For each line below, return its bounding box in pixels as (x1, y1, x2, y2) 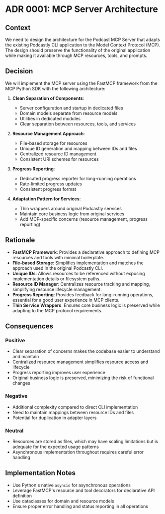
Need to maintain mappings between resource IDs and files (12, 409, 134, 415)
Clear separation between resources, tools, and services (19, 121, 136, 127)
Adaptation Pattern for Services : (12, 196, 81, 202)
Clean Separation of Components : (12, 95, 84, 101)
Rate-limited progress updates (19, 181, 82, 187)
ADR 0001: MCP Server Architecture (5, 3, 158, 15)
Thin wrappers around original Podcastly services (19, 205, 122, 211)
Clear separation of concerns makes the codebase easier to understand (12, 348, 160, 354)
